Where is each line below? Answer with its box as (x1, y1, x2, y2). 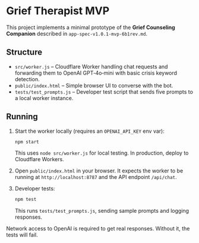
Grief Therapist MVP (6, 4, 110, 18)
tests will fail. (6, 231, 38, 238)
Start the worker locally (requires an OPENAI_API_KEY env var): (14, 127, 165, 135)
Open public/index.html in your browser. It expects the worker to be (14, 167, 184, 174)
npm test (14, 197, 37, 203)
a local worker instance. (14, 94, 74, 101)
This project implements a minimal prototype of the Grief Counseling (6, 24, 175, 31)
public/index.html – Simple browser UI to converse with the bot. (14, 82, 173, 89)
